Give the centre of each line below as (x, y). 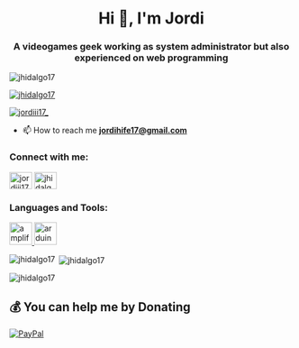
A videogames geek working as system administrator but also (151, 47)
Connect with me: (49, 157)
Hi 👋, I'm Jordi (151, 18)
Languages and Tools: (59, 207)
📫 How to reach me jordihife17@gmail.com (104, 131)
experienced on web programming (151, 58)
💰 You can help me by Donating (100, 307)
